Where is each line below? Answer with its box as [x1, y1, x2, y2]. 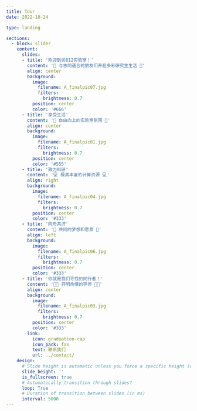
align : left [27, 232, 57, 238]
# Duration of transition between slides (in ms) [21, 390, 145, 397]
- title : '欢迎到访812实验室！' [21, 57, 94, 63]
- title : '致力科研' [21, 166, 69, 172]
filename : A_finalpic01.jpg [37, 139, 107, 145]
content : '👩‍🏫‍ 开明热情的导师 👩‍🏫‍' [27, 281, 103, 287]
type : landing [6, 25, 41, 31]
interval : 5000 [21, 396, 59, 402]
